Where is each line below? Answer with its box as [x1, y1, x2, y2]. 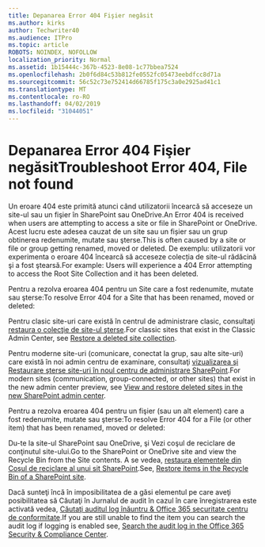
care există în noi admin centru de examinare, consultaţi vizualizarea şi [8, 357, 239, 366]
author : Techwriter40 [8, 26, 80, 34]
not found [8, 175, 74, 193]
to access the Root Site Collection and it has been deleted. [8, 269, 199, 278]
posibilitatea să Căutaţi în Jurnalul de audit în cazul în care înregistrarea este [8, 495, 257, 505]
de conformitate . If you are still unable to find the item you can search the [8, 512, 245, 522]
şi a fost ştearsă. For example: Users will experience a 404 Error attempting [8, 260, 252, 270]
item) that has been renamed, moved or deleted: [8, 423, 166, 432]
